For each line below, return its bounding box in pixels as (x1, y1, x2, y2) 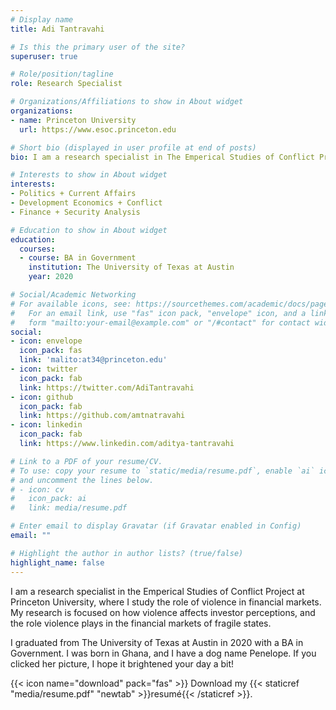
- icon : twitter (10, 364, 78, 374)
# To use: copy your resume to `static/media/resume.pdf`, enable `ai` (10, 466, 315, 476)
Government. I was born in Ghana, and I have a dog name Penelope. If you (10, 647, 317, 659)
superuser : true (10, 51, 78, 61)
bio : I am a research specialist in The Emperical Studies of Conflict (10, 152, 315, 162)
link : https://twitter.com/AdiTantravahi (19, 382, 195, 393)
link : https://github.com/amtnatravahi (19, 411, 186, 421)
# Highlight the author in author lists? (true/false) (10, 548, 244, 558)
